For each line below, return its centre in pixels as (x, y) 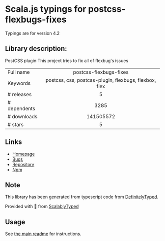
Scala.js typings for (46, 9)
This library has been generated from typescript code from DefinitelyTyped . (82, 197)
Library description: (36, 49)
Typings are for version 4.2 (32, 33)
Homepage (24, 154)
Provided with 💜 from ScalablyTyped (42, 207)
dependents (21, 108)
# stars (15, 124)
